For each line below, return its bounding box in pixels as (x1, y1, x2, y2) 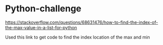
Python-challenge (5, 3, 81, 14)
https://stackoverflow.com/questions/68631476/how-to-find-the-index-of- (5, 19, 158, 25)
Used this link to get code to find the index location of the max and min (5, 34, 150, 40)
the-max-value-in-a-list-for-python (5, 24, 77, 30)
